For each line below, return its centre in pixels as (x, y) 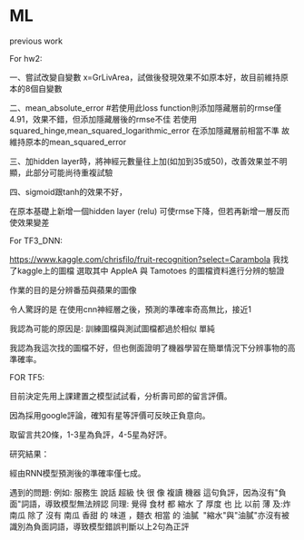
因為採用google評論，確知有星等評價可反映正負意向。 (110, 415)
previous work (36, 41)
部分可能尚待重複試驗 (73, 172)
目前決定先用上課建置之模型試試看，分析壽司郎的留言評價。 (121, 396)
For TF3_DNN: (36, 241)
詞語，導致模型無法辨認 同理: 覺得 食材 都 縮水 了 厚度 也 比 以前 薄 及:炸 (156, 504)
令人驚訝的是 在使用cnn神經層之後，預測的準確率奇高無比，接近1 (131, 309)
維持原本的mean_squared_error (68, 142)
